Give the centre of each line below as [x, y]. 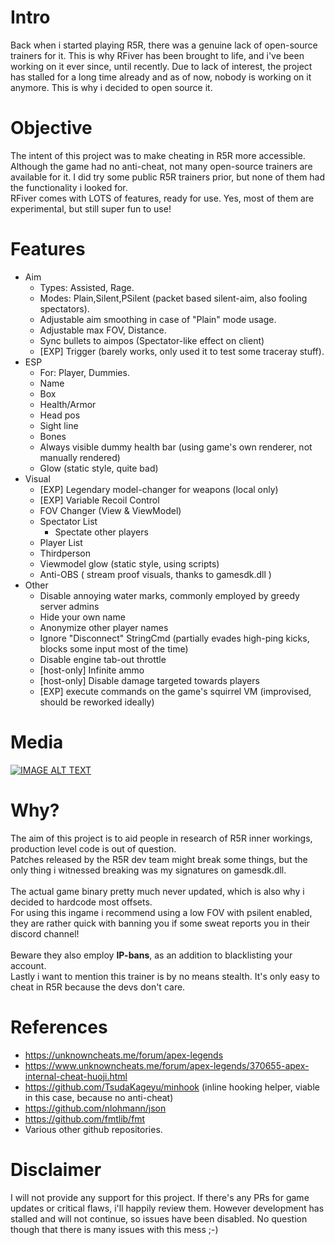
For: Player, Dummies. [84, 372]
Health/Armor [68, 404]
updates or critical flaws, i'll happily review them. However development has [167, 1208]
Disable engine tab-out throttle [103, 659]
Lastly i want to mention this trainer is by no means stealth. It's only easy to [165, 976]
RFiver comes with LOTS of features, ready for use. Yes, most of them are [162, 198]
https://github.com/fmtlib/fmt [85, 1118]
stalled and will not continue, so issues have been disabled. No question [159, 1218]
